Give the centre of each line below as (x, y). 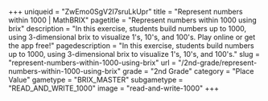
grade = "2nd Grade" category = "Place (188, 71)
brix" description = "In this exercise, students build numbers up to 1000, (128, 28)
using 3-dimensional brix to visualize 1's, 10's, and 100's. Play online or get (132, 37)
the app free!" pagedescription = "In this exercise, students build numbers (132, 46)
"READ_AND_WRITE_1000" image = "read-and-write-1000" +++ (114, 88)
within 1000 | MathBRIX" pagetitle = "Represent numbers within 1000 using (132, 20)
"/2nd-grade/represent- (218, 63)
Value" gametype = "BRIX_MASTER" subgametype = (96, 80)
